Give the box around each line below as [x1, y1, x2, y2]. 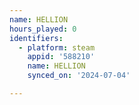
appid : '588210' [27, 52, 96, 62]
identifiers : [9, 33, 64, 43]
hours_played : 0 [9, 24, 77, 34]
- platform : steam [18, 42, 96, 53]
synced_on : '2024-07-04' [27, 71, 131, 81]
